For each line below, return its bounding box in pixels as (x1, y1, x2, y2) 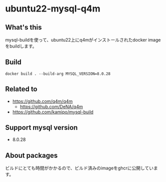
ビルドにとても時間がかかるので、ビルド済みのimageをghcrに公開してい (5, 165, 154, 171)
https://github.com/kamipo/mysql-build (12, 109, 93, 115)
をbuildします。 (5, 43, 37, 49)
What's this (5, 23, 42, 32)
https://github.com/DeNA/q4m (19, 103, 83, 109)
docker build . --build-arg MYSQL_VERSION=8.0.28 (5, 71, 111, 76)
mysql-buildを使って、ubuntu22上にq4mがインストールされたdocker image (5, 37, 161, 43)
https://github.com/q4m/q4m (12, 98, 73, 104)
